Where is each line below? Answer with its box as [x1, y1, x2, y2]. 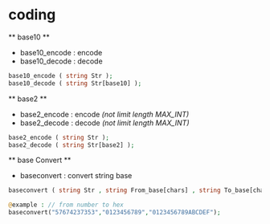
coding [8, 6, 56, 24]
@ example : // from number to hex [8, 201, 125, 210]
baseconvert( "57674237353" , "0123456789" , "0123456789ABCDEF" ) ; [8, 209, 221, 217]
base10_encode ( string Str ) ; [8, 71, 113, 79]
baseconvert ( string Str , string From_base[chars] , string [8, 186, 221, 194]
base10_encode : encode [19, 47, 103, 57]
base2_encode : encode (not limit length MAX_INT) [19, 109, 190, 119]
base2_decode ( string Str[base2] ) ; [8, 141, 135, 149]
